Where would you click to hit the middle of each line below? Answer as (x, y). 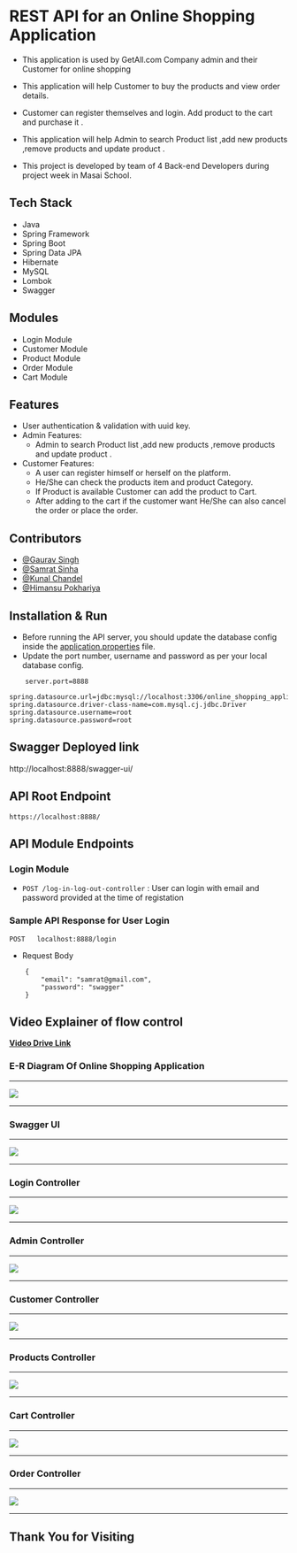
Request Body (47, 955)
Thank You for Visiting (72, 1537)
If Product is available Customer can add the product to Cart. (146, 492)
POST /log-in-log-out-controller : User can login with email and (141, 888)
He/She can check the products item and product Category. (144, 482)
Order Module (47, 367)
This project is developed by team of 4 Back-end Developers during (145, 165)
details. (35, 96)
